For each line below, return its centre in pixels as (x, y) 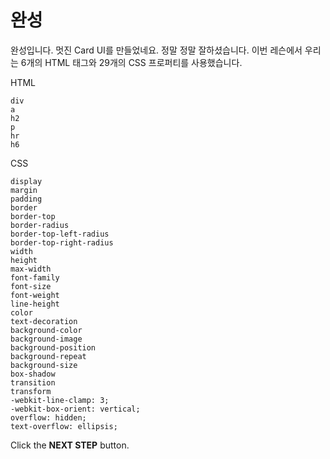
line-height (35, 304)
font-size (31, 286)
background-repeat (48, 356)
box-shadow (33, 374)
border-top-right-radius (62, 242)
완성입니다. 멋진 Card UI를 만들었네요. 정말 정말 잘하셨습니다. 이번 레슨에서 (156, 50)
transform (31, 391)
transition (33, 382)
